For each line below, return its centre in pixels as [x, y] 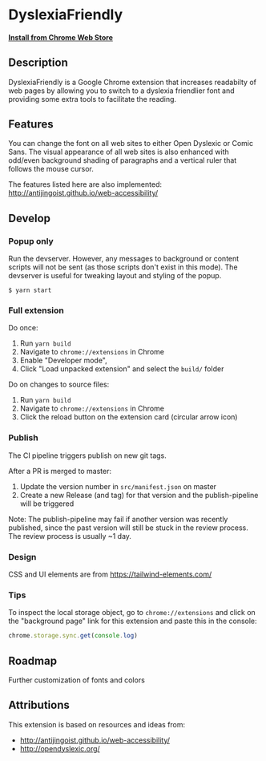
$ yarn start [30, 290]
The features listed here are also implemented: [85, 184]
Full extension [36, 310]
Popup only [31, 241]
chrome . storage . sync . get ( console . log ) [73, 636]
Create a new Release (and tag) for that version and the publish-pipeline [139, 495]
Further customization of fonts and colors [77, 680]
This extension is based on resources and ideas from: [97, 724]
